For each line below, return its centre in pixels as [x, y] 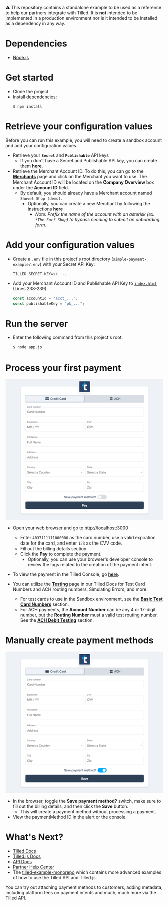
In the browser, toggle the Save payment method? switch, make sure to [87, 801]
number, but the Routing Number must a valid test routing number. [89, 615]
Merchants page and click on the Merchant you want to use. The [80, 176]
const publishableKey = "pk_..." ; [48, 304]
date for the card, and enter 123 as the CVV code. [71, 543]
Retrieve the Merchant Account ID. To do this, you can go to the [78, 171]
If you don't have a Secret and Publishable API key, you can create [89, 160]
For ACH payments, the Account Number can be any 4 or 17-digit [88, 610]
